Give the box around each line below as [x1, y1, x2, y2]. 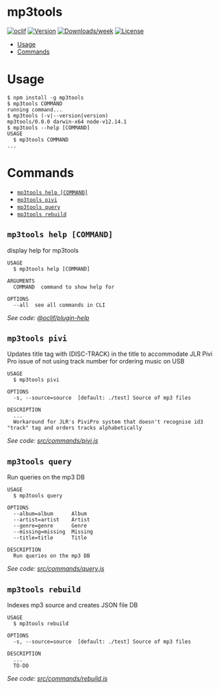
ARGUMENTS [7, 278, 36, 284]
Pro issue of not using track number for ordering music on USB [7, 357, 185, 365]
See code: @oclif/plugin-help [7, 313, 90, 321]
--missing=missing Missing [13, 528, 94, 536]
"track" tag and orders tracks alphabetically [7, 425, 142, 431]
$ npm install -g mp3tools [7, 94, 84, 101]
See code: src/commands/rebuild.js [7, 675, 108, 683]
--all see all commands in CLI [13, 302, 106, 308]
